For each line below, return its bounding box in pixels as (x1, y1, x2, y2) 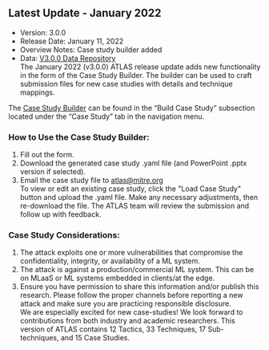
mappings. (19, 87, 55, 97)
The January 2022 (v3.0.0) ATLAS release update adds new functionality (19, 62, 261, 71)
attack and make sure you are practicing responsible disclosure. (19, 299, 232, 308)
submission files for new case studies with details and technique (19, 79, 234, 88)
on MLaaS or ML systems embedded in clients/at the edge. (19, 273, 215, 283)
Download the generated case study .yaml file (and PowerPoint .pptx (19, 158, 247, 168)
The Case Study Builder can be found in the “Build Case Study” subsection (8, 103, 255, 112)
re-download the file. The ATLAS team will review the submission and (19, 201, 250, 211)
